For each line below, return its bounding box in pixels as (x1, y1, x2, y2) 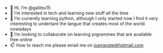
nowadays (9, 26, 31, 32)
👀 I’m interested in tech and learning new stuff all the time (9, 10, 129, 16)
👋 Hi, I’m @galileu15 (9, 5, 51, 10)
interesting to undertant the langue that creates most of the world (9, 20, 145, 26)
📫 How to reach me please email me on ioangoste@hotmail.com (9, 42, 144, 48)
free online (9, 36, 32, 42)
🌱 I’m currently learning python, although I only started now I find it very (9, 15, 158, 21)
